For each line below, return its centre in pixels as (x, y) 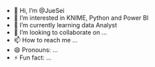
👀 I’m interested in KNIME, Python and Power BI (81, 18)
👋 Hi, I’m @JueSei (39, 11)
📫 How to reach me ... (45, 40)
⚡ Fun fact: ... (32, 57)
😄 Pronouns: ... (36, 50)
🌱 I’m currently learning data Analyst (65, 25)
